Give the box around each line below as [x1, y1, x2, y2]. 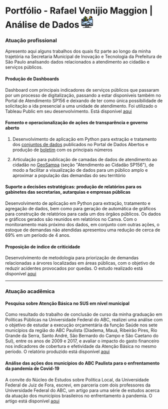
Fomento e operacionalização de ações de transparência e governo [5, 120, 148, 126]
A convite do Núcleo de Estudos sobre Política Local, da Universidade [5, 376, 149, 382]
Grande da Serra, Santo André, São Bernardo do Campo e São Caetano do [5, 333, 159, 339]
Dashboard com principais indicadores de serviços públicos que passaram [5, 87, 159, 93]
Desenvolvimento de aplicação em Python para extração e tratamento [12, 136, 157, 142]
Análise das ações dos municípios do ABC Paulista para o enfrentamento [5, 360, 160, 366]
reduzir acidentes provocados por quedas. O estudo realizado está [5, 265, 143, 271]
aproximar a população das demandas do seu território [12, 172, 126, 178]
